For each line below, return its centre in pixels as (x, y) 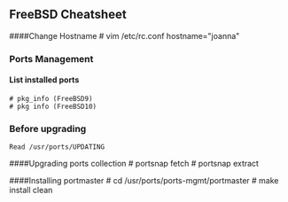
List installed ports (44, 80)
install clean (31, 190)
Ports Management (51, 58)
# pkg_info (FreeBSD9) (51, 98)
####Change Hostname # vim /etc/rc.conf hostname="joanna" (125, 35)
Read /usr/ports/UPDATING (57, 147)
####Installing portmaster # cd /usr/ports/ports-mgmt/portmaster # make (144, 181)
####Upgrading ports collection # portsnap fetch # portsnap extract (134, 164)
